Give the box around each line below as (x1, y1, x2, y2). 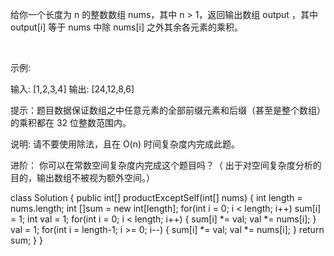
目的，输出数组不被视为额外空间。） (10, 172, 155, 183)
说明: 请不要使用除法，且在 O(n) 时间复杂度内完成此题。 (10, 138, 241, 150)
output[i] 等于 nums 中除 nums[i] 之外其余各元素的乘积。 (10, 21, 243, 33)
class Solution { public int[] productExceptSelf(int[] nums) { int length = (10, 192, 303, 203)
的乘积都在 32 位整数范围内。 (10, 117, 132, 128)
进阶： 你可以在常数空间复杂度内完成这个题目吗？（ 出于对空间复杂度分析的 (10, 159, 322, 171)
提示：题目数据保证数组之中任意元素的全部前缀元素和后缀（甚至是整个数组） (10, 104, 326, 116)
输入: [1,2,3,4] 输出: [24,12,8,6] (10, 83, 135, 95)
